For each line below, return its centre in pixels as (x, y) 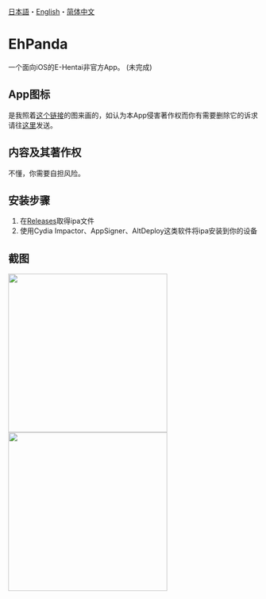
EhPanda (38, 44)
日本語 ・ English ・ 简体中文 (52, 12)
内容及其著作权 (45, 153)
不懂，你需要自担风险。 (46, 173)
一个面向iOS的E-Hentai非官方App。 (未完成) (80, 67)
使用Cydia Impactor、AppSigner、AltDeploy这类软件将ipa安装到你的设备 (139, 231)
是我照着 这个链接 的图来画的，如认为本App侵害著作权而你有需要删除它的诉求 (133, 115)
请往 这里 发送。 (33, 125)
